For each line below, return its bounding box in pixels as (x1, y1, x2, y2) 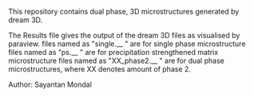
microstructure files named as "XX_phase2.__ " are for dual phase (8, 56, 225, 65)
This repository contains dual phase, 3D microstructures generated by (8, 7, 240, 16)
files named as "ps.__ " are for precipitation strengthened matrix (8, 48, 219, 56)
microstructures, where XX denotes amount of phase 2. (8, 64, 192, 74)
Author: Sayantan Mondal (8, 80, 92, 89)
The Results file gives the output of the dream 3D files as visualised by (8, 31, 240, 40)
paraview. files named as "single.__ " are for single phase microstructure (8, 39, 246, 48)
